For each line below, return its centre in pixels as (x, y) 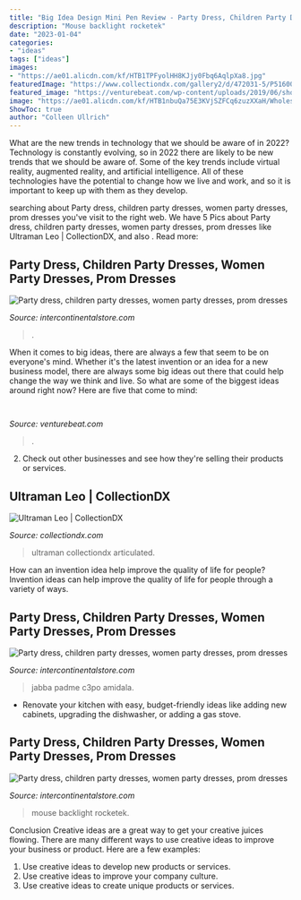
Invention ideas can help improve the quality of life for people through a (141, 579)
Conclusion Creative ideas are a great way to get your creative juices (137, 830)
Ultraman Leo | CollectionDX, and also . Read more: (104, 236)
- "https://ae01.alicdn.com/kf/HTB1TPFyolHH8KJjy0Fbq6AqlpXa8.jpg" (138, 76)
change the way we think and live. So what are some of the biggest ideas (144, 381)
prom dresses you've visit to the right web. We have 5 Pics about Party (140, 218)
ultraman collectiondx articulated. (93, 553)
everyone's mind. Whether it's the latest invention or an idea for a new (139, 361)
